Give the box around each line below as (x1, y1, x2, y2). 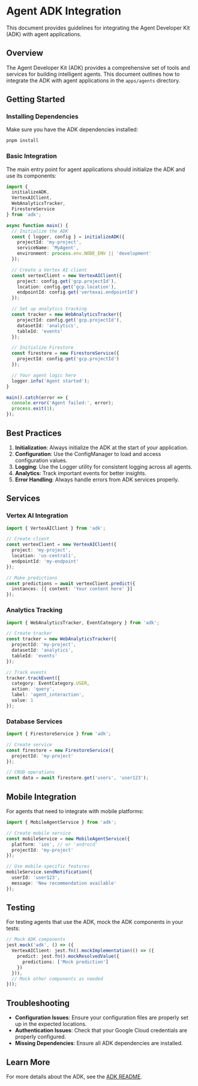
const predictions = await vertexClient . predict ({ (6, 580, 136, 587)
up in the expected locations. (14, 1020, 87, 1028)
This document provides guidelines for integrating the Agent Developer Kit (6, 24, 190, 31)
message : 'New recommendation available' (11, 880, 117, 886)
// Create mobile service (6, 830, 71, 836)
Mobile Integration (6, 791, 77, 802)
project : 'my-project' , (11, 547, 71, 554)
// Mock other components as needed (11, 976, 103, 982)
